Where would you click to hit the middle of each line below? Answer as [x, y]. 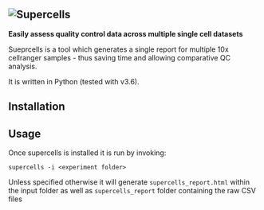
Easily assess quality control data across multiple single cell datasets [126, 33]
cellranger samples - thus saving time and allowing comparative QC [120, 57]
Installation [37, 107]
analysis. [23, 66]
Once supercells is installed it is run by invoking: [87, 153]
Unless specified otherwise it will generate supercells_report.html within [129, 182]
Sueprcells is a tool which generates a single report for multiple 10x [118, 49]
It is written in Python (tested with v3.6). [74, 81]
